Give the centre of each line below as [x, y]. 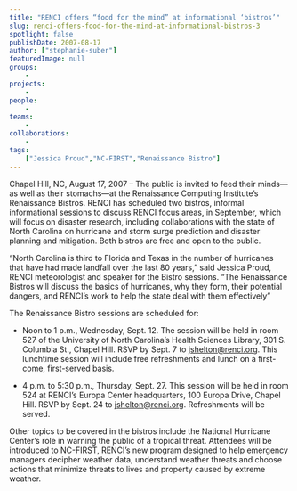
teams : [21, 117]
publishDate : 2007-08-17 [55, 42]
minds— [273, 184]
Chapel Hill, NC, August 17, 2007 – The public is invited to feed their [132, 184]
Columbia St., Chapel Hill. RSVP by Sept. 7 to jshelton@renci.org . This [150, 349]
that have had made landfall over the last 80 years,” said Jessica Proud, [140, 267]
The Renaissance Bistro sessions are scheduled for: [104, 313]
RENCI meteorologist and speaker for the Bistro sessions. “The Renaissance [148, 276]
